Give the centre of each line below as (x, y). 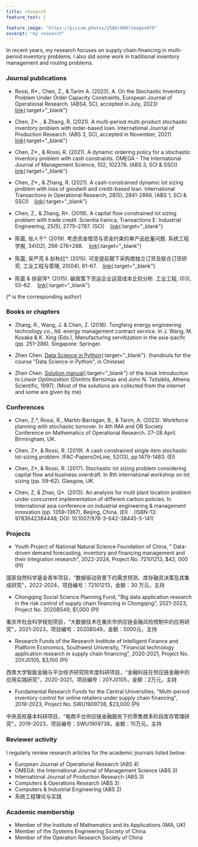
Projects (18, 534)
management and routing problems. (50, 63)
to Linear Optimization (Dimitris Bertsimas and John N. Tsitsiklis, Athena (102, 379)
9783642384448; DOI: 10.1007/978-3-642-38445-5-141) (84, 518)
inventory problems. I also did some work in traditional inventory (101, 56)
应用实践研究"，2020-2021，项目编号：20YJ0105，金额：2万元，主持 (92, 680)
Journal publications (36, 78)
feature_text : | (26, 17)
